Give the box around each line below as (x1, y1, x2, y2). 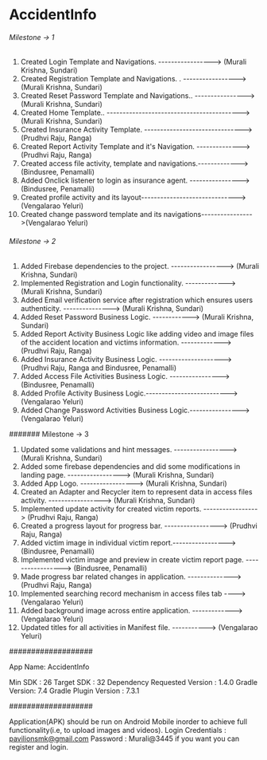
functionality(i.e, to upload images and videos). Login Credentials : (9, 725, 226, 734)
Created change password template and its (20, 210, 162, 219)
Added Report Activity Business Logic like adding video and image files (20, 329, 254, 338)
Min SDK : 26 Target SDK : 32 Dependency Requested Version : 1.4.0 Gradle (9, 677, 257, 687)
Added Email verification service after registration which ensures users (20, 295, 253, 305)
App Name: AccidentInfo (9, 662, 90, 671)
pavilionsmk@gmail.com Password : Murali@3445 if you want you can (9, 734, 240, 743)
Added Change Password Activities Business (20, 405, 168, 415)
